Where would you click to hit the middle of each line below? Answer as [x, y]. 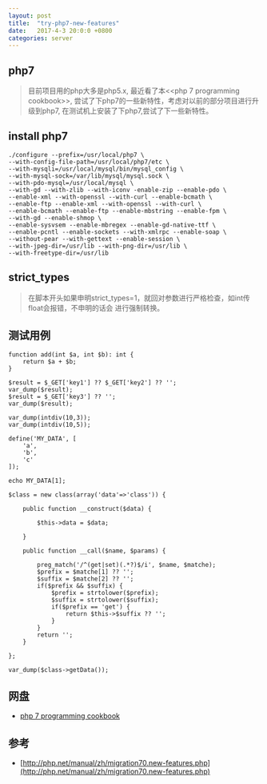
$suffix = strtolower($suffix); [105, 600]
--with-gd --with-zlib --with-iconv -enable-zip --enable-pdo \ [118, 190]
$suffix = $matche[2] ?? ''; [86, 579]
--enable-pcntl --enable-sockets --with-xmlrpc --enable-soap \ [118, 232]
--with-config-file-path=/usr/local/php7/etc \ [89, 162]
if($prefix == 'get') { [90, 607]
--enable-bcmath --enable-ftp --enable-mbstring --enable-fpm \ [118, 211]
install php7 [38, 137]
